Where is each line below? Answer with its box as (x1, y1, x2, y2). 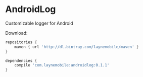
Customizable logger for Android (5, 20, 73, 26)
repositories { (5, 39, 37, 45)
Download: (5, 30, 28, 36)
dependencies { (5, 58, 37, 63)
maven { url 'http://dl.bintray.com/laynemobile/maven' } (14, 44, 139, 49)
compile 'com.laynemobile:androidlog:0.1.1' (14, 63, 110, 68)
